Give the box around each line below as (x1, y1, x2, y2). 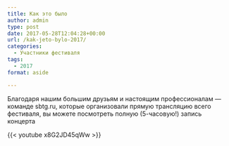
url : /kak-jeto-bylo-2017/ (7, 36, 87, 44)
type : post (7, 23, 39, 30)
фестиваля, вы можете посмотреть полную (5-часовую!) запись (7, 109, 202, 118)
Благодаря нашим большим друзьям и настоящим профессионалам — (7, 94, 222, 102)
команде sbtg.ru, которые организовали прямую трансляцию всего (7, 102, 211, 110)
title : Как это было (7, 10, 68, 18)
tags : (7, 56, 23, 63)
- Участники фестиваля (13, 50, 80, 57)
